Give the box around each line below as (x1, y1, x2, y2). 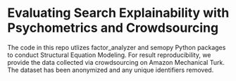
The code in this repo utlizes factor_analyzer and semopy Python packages (7, 43, 226, 51)
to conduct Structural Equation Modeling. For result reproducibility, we (7, 51, 211, 59)
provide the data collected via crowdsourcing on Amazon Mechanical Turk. (7, 58, 225, 66)
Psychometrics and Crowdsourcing (7, 20, 219, 36)
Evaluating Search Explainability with (7, 5, 230, 21)
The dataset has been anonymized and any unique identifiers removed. (7, 66, 214, 74)
